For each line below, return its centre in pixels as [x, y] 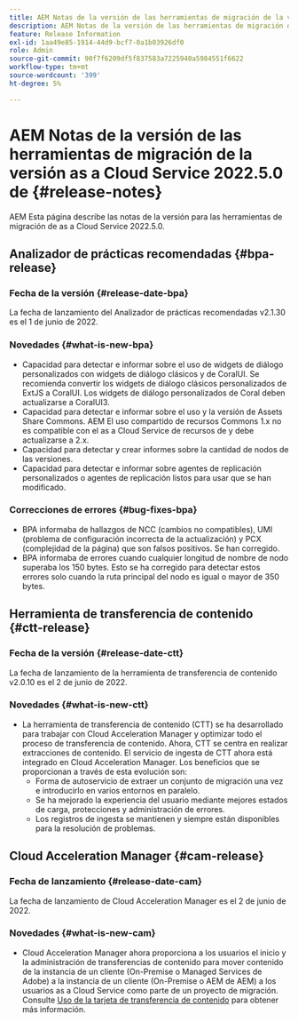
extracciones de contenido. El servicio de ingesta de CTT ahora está [147, 753]
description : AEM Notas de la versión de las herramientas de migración [146, 26]
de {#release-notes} [86, 192]
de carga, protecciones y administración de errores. [130, 809]
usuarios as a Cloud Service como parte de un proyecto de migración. [150, 990]
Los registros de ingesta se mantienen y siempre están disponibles [157, 818]
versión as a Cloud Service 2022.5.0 [146, 173]
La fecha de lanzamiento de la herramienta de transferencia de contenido [143, 673]
